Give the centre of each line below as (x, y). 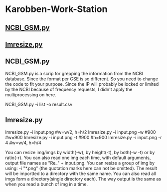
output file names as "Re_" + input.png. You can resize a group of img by (80, 163)
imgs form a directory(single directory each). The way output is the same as (83, 179)
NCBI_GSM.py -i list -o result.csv (39, 104)
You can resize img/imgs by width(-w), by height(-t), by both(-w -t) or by (80, 152)
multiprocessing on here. (31, 95)
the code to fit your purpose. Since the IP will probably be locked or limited (82, 84)
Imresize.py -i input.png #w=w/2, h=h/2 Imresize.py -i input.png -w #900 (81, 132)
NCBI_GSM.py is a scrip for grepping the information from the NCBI (74, 73)
